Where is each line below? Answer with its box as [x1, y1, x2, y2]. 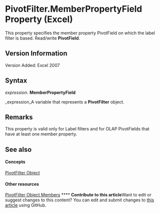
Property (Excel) [5, 14, 73, 25]
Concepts [5, 159, 25, 165]
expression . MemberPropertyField [5, 89, 76, 95]
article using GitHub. [5, 202, 46, 208]
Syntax [5, 77, 27, 85]
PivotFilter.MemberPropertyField [5, 3, 142, 15]
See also [5, 145, 32, 153]
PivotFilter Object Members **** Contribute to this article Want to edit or [5, 192, 152, 198]
